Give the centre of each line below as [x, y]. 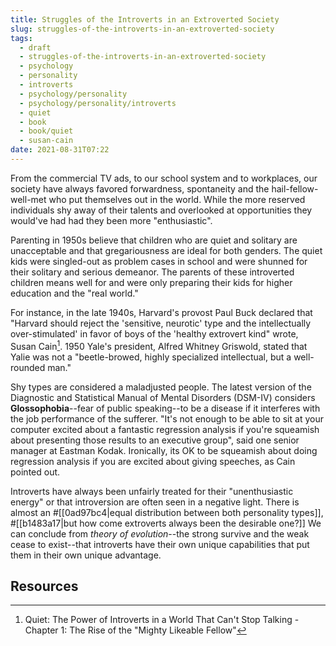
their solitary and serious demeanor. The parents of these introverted [152, 272]
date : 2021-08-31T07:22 [60, 150]
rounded [28, 367]
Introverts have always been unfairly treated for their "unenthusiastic [152, 491]
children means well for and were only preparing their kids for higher [151, 282]
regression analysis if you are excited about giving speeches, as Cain [153, 461]
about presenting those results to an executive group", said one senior [155, 440]
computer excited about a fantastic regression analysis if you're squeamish [165, 429]
